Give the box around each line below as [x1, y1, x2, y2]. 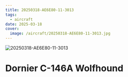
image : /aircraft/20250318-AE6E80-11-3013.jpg [10, 31, 111, 36]
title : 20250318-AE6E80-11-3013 [5, 7, 74, 13]
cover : [5, 26, 19, 31]
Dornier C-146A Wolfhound [5, 63, 123, 74]
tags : [5, 12, 17, 17]
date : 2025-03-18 [5, 21, 42, 27]
